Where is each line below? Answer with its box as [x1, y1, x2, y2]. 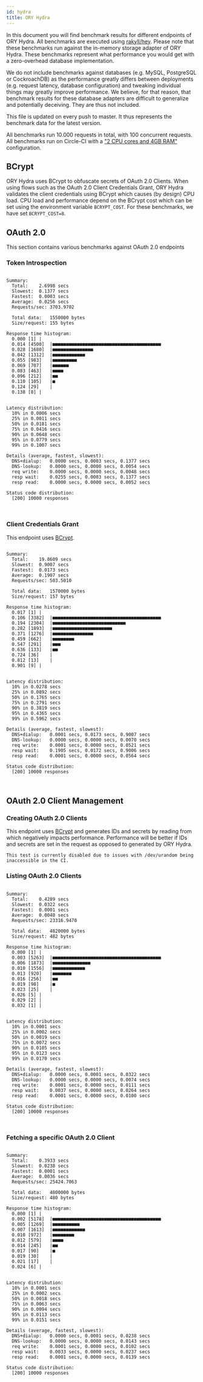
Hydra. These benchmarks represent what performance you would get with [6, 50, 195, 58]
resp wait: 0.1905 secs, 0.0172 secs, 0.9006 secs [12, 747, 150, 753]
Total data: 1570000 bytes [12, 588, 85, 594]
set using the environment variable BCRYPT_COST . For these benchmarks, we [6, 203, 194, 211]
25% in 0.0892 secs [12, 689, 61, 695]
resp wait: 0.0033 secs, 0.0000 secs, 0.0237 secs [12, 1349, 150, 1355]
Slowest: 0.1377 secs [12, 288, 69, 294]
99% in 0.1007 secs [12, 442, 61, 449]
